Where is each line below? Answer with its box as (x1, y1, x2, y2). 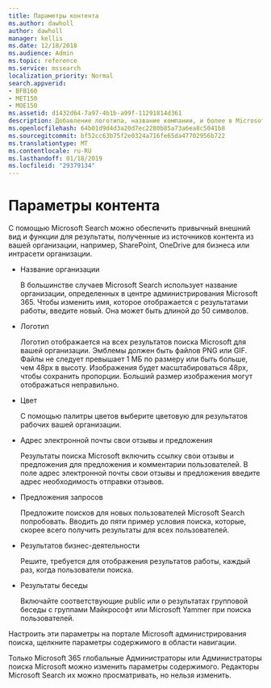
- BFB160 (8, 86, 38, 95)
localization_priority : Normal (8, 72, 114, 80)
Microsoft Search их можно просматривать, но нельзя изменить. (8, 670, 231, 680)
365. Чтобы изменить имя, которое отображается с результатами (19, 298, 248, 307)
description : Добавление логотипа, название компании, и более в (8, 117, 232, 125)
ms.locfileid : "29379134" (8, 162, 95, 170)
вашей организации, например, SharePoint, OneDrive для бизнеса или (8, 240, 250, 250)
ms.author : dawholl (8, 19, 74, 27)
